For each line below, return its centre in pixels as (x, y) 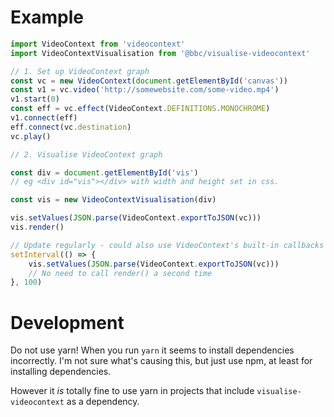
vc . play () (31, 136)
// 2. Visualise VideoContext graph (86, 154)
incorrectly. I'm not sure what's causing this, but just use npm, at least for (161, 361)
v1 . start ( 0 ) (35, 99)
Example (47, 17)
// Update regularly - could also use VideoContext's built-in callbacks (167, 245)
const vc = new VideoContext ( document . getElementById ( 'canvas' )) (149, 81)
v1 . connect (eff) (44, 118)
